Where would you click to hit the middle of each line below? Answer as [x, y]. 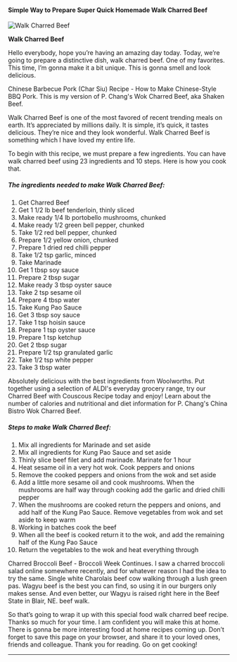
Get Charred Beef [44, 203]
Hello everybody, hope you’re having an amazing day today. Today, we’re [114, 53]
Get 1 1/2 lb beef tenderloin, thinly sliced [76, 210]
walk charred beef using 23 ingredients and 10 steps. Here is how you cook [117, 161]
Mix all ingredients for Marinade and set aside [84, 445]
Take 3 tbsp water [44, 367]
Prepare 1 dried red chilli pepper [65, 247]
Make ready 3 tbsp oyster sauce [65, 285]
